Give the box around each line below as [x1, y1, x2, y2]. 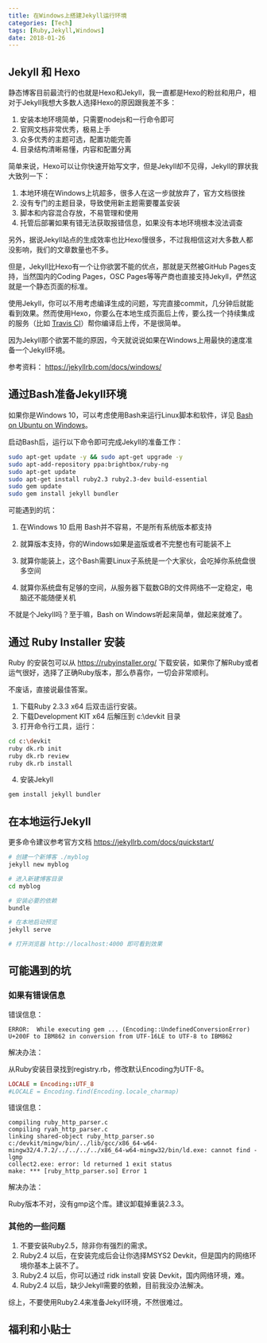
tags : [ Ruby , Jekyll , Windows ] [8, 26, 105, 34]
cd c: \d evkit [8, 737, 52, 745]
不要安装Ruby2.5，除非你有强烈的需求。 [19, 1240, 152, 1250]
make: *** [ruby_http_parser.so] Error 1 [8, 1167, 148, 1175]
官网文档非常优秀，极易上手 [19, 125, 111, 134]
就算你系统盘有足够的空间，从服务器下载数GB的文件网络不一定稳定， [19, 583, 246, 592]
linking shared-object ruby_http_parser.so [8, 1132, 155, 1141]
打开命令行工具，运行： [19, 721, 97, 731]
